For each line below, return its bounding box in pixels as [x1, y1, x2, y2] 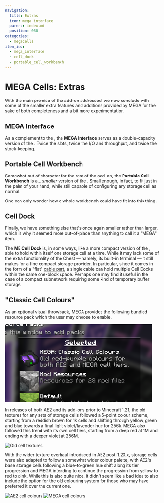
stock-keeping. [5, 146, 36, 151]
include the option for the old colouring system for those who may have [5, 478, 149, 484]
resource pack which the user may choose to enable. [5, 314, 112, 320]
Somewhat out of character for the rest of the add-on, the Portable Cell [5, 173, 149, 178]
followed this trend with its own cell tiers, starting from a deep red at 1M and [5, 428, 158, 433]
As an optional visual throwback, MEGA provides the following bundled [5, 309, 148, 315]
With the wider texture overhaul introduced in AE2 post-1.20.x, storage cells [5, 452, 158, 458]
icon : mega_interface [9, 18, 54, 23]
